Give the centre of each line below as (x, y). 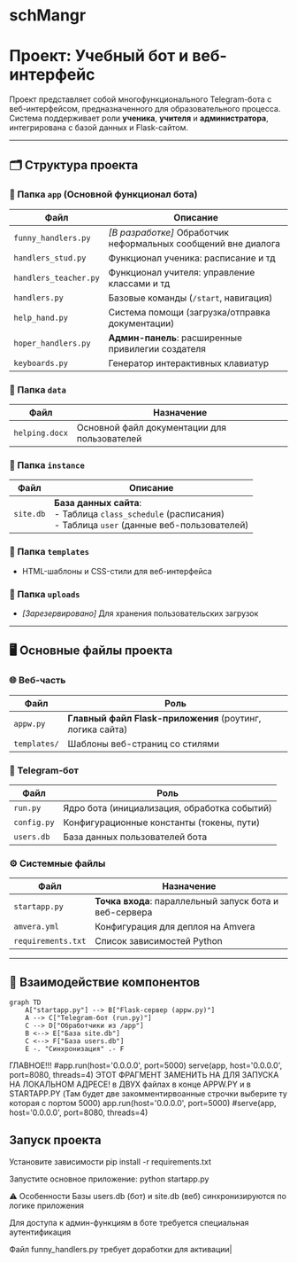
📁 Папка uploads (45, 594)
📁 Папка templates (49, 552)
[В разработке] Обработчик (169, 232)
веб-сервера (123, 912)
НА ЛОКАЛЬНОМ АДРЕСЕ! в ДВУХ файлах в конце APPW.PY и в (130, 1084)
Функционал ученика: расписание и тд (192, 258)
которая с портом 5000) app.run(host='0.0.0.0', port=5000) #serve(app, (143, 1103)
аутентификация (40, 1232)
